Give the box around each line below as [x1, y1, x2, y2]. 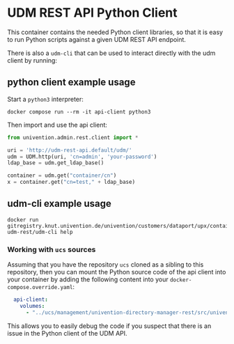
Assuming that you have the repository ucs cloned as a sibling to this [7, 260, 204, 269]
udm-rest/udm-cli [7, 228, 58, 235]
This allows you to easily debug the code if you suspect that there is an [7, 322, 212, 330]
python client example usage [7, 77, 136, 88]
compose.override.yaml [7, 284, 73, 291]
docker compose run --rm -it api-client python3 [7, 108, 151, 116]
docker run [7, 216, 39, 224]
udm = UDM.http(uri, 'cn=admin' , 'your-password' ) [7, 153, 157, 160]
